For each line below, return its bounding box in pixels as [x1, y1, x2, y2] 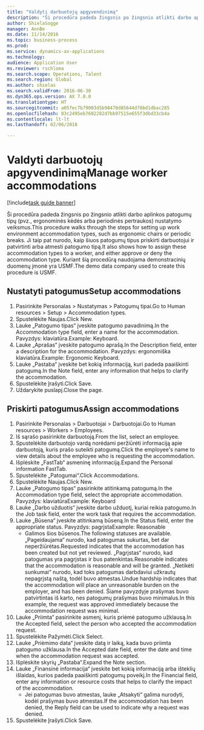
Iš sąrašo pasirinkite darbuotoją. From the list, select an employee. [15, 433, 180, 440]
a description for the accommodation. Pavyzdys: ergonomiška [15, 347, 171, 355]
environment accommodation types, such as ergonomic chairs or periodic [7, 230, 191, 237]
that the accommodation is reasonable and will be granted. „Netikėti [24, 562, 194, 569]
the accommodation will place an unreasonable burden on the [24, 581, 179, 589]
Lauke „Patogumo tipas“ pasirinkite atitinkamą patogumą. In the [15, 484, 173, 492]
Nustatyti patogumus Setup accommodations [7, 286, 181, 297]
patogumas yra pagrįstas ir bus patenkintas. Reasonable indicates [24, 555, 188, 563]
